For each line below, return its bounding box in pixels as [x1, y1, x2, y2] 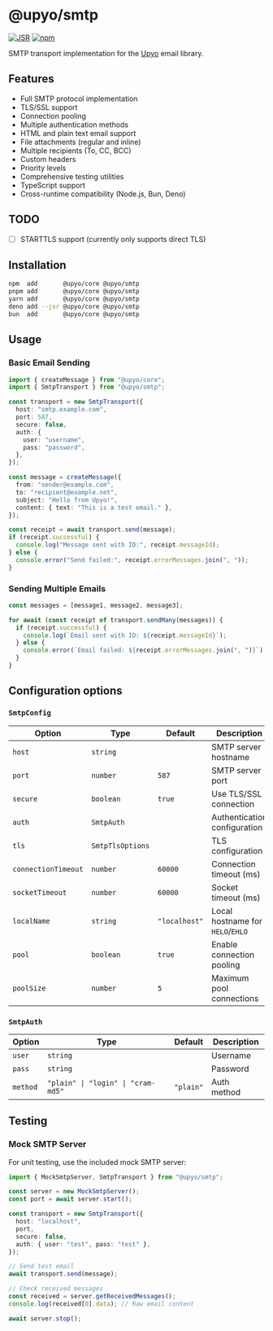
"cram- [130, 1078, 156, 1087]
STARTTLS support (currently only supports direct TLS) [19, 234, 206, 244]
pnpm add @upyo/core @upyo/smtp [8, 288, 140, 296]
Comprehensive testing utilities [19, 171, 124, 181]
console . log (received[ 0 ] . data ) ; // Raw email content [8, 1299, 195, 1308]
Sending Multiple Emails [8, 582, 106, 594]
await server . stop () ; [8, 1314, 82, 1323]
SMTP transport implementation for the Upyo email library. [8, 48, 204, 58]
